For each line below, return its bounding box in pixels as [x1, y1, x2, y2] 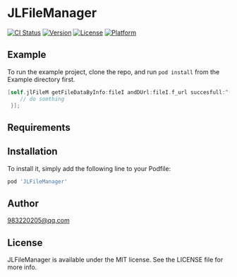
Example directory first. [7, 75, 75, 83]
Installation [7, 146, 58, 158]
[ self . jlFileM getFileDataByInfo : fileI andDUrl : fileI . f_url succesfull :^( [7, 88, 232, 96]
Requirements [7, 122, 71, 134]
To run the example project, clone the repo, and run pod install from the [7, 67, 220, 76]
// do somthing [20, 95, 65, 102]
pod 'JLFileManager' [7, 178, 68, 185]
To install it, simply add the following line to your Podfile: [7, 164, 171, 172]
